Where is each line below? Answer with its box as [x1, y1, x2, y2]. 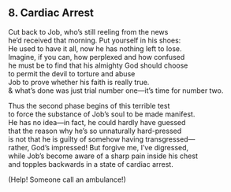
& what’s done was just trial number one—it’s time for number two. [8, 86, 224, 95]
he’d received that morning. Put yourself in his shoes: [8, 35, 181, 45]
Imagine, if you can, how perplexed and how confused [8, 52, 185, 61]
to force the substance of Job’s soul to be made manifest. [8, 109, 196, 119]
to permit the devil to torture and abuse [8, 68, 136, 78]
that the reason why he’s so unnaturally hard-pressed [8, 126, 182, 135]
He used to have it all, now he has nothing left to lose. [8, 43, 183, 54]
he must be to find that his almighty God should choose [8, 61, 188, 70]
